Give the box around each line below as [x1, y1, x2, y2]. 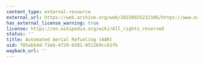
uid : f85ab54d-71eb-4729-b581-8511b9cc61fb [6, 43, 118, 49]
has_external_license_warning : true [6, 20, 99, 26]
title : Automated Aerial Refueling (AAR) [6, 37, 113, 43]
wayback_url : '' [6, 48, 47, 54]
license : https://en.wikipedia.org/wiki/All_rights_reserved [6, 25, 165, 32]
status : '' [6, 31, 34, 37]
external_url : [6, 14, 42, 20]
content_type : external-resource [6, 8, 91, 15]
